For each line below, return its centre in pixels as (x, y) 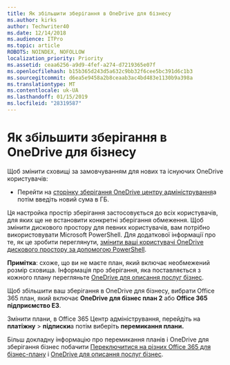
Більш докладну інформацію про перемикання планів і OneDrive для (108, 339)
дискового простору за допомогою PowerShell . (77, 249)
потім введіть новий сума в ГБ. (63, 199)
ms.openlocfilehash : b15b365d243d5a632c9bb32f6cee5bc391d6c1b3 (100, 71)
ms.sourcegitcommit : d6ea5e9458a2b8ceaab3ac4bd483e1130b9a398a (100, 78)
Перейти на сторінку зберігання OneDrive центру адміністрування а (117, 192)
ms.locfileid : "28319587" (44, 103)
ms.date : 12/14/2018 (37, 33)
